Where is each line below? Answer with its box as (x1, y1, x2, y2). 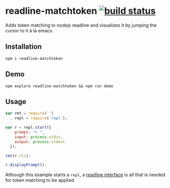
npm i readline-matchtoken (5, 56, 63, 61)
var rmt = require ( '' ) (5, 111, 54, 116)
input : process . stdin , (14, 134, 63, 139)
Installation (5, 43, 42, 51)
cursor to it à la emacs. (5, 27, 54, 33)
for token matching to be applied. (5, 177, 75, 183)
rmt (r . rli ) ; (5, 153, 31, 158)
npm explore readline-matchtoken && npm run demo (5, 83, 114, 89)
